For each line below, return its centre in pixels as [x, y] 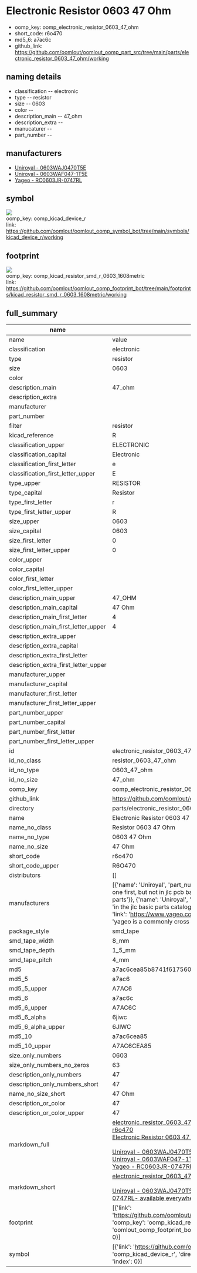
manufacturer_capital [38, 684]
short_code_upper [34, 865]
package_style [29, 931]
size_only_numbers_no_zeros [49, 1065]
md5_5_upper [28, 988]
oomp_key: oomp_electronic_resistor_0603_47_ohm [77, 27]
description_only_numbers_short [54, 1084]
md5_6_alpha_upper [37, 1027]
